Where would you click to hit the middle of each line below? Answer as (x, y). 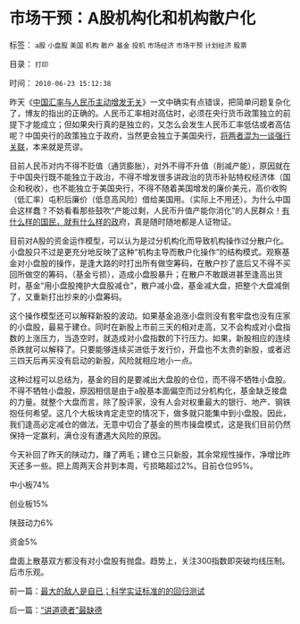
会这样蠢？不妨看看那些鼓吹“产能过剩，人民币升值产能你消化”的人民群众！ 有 (150, 210)
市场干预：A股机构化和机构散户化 (133, 18)
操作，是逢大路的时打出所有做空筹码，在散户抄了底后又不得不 (169, 263)
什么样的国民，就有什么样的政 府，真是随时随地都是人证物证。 (123, 221)
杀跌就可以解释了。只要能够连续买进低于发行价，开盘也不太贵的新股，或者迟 (150, 349)
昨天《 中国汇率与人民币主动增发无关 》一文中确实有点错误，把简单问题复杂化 (150, 102)
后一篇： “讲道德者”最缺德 (56, 610)
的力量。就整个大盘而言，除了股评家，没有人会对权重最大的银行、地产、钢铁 (150, 402)
